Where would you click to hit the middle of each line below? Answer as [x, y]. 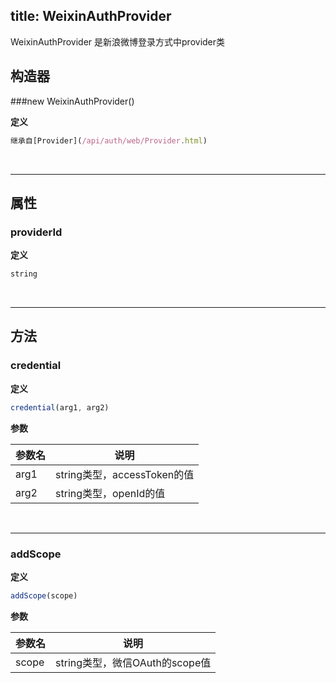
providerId [36, 232]
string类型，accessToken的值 [125, 474]
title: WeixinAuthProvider [91, 16]
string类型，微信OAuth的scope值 [133, 662]
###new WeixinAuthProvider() [72, 101]
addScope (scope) [44, 595]
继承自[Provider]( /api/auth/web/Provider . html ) [109, 140]
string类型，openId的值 [110, 493]
